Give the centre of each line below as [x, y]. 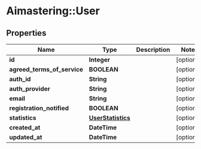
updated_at [26, 137]
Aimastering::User [53, 11]
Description [153, 50]
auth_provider [30, 89]
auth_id [20, 79]
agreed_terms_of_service [46, 69]
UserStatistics [109, 118]
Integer [100, 60]
